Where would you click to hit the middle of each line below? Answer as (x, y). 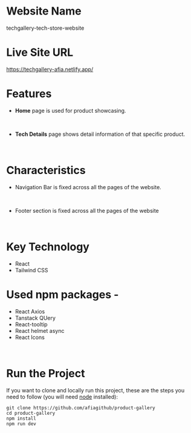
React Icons (30, 337)
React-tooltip (31, 324)
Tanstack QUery (35, 318)
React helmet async (40, 331)
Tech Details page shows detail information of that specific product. (100, 134)
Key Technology (48, 247)
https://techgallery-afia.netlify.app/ (50, 69)
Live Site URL (40, 52)
